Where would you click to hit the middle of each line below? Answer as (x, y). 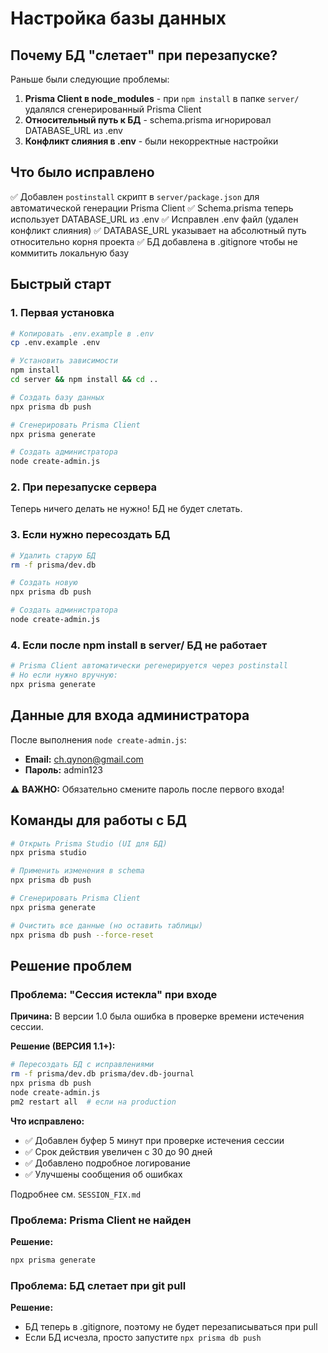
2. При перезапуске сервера (84, 487)
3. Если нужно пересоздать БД (90, 535)
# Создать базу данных (57, 397)
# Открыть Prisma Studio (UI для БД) (89, 843)
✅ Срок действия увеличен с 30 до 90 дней (118, 1151)
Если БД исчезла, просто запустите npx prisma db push (143, 1338)
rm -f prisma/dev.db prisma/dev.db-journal (102, 1074)
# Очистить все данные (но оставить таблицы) (106, 925)
